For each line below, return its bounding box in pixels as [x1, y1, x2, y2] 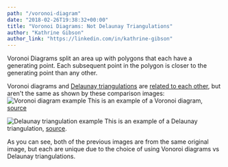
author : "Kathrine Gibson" [7, 29, 84, 36]
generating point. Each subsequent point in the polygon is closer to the [7, 62, 207, 70]
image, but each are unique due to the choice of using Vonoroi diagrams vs [7, 145, 220, 153]
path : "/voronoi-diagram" [7, 10, 81, 17]
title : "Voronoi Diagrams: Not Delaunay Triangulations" [7, 23, 173, 29]
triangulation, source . [7, 125, 67, 133]
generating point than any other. [7, 69, 98, 77]
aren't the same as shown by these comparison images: [7, 90, 165, 98]
